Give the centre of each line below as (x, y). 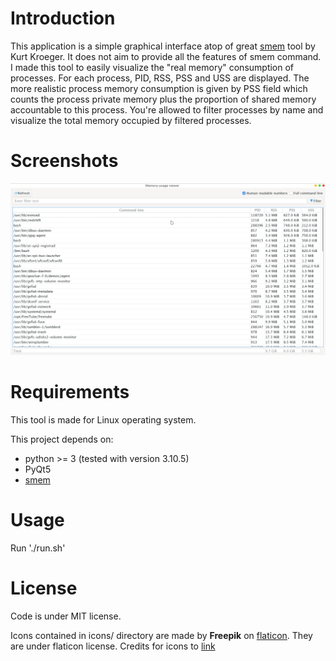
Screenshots (64, 161)
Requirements (70, 392)
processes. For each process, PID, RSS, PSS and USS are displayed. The (160, 78)
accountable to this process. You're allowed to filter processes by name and (167, 109)
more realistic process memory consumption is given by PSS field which (159, 88)
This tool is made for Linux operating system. (103, 419)
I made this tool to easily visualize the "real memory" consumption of (152, 67)
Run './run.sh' (38, 548)
